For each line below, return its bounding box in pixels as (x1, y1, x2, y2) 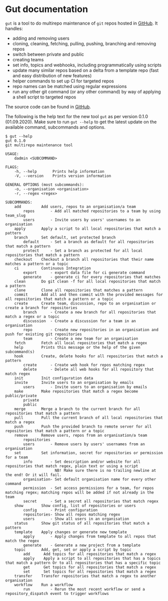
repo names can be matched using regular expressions (12, 83, 127, 89)
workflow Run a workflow (14, 582, 73, 587)
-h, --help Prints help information (14, 169, 105, 174)
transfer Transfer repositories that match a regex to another (14, 573, 156, 578)
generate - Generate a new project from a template (23, 543, 141, 548)
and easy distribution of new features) (12, 72, 92, 78)
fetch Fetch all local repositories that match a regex (14, 340, 147, 345)
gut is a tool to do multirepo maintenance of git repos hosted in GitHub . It (5, 20, 158, 26)
